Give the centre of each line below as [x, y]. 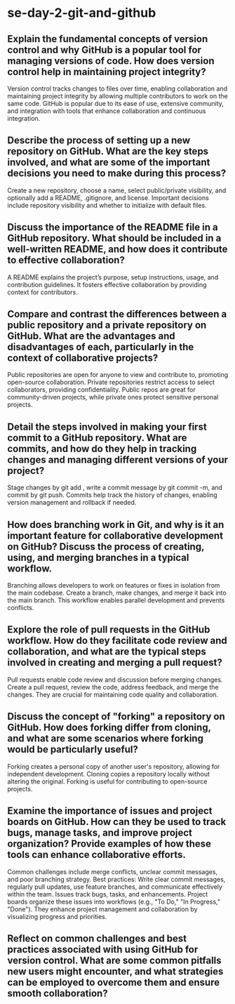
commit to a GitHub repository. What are [97, 438]
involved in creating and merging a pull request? [115, 662]
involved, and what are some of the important [109, 163]
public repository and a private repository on [107, 325]
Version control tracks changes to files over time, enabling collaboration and [117, 88]
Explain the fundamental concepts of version [108, 39]
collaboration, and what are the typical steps [107, 652]
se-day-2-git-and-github [82, 13]
